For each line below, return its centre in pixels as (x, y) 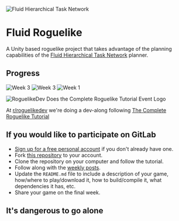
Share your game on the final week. (57, 192)
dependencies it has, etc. (45, 186)
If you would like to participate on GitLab (81, 135)
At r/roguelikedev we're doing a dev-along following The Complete (86, 110)
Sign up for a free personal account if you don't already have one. (94, 149)
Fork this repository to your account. (58, 155)
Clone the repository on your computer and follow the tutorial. (89, 161)
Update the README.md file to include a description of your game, (91, 174)
